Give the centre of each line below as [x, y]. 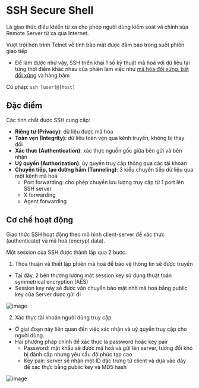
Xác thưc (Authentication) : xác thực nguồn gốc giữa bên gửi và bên [98, 150]
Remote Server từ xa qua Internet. [48, 33]
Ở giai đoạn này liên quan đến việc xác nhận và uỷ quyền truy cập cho [101, 329]
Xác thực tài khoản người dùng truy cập [63, 317]
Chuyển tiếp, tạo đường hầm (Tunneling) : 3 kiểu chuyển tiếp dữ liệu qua [104, 169]
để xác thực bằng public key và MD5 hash [75, 367]
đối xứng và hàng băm [42, 75]
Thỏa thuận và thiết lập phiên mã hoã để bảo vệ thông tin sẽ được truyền [104, 263]
